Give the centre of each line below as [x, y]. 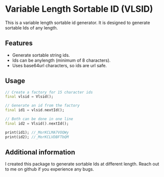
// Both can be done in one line [39, 119]
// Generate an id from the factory [42, 106]
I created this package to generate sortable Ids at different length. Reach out [82, 164]
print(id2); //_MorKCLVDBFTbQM [37, 137]
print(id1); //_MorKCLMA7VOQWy [37, 132]
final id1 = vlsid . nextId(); [35, 110]
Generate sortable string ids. [41, 55]
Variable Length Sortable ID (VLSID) [79, 9]
